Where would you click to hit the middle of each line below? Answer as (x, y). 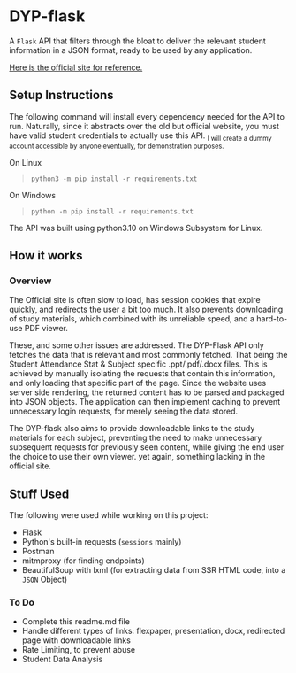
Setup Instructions (61, 95)
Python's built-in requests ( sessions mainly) (102, 542)
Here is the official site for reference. (76, 67)
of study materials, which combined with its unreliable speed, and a (132, 319)
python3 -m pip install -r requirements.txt (114, 179)
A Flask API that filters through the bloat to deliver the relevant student (138, 41)
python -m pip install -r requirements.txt (112, 211)
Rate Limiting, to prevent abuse (78, 650)
